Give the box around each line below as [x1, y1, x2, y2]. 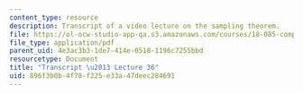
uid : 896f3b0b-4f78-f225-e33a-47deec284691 [9, 72, 176, 81]
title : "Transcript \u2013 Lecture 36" [9, 64, 160, 73]
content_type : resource [9, 13, 99, 22]
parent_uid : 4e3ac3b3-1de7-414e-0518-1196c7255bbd [9, 47, 204, 56]
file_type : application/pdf [9, 38, 115, 47]
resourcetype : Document [9, 55, 99, 64]
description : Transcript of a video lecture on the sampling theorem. [9, 21, 280, 30]
